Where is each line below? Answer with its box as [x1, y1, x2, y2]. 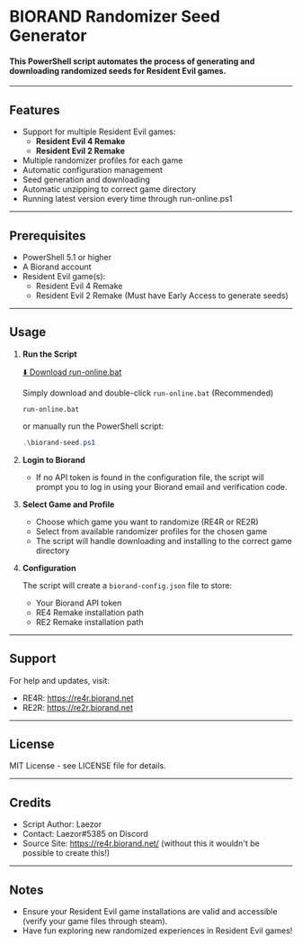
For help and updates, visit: [9, 675, 111, 686]
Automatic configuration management [22, 165, 164, 176]
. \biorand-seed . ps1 [22, 438, 96, 447]
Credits [9, 795, 52, 810]
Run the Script [22, 349, 78, 359]
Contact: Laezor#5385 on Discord [22, 829, 148, 840]
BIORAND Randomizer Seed [9, 6, 220, 27]
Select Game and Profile [22, 498, 115, 510]
